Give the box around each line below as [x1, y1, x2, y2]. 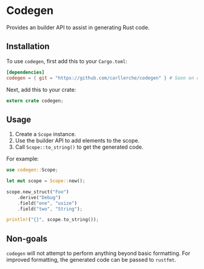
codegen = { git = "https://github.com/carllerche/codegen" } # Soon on [6, 75, 194, 81]
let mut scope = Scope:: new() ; [6, 178, 86, 184]
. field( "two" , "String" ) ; [17, 206, 83, 212]
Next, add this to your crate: [6, 86, 76, 93]
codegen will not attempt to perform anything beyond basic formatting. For [6, 250, 191, 257]
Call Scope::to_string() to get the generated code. [15, 143, 144, 151]
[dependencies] [6, 69, 45, 75]
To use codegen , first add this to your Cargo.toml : [6, 57, 127, 64]
